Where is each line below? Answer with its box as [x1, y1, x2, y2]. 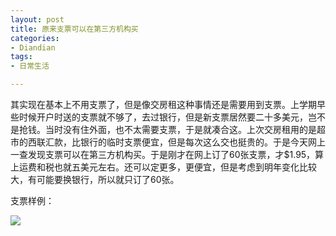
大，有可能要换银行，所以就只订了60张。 [10, 174, 180, 185]
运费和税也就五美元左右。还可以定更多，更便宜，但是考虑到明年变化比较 [18, 161, 317, 173]
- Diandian [10, 42, 56, 53]
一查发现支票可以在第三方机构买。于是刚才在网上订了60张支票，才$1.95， [10, 149, 316, 160]
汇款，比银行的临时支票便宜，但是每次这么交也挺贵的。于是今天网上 [44, 136, 326, 148]
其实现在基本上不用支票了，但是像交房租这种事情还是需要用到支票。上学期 [10, 99, 317, 110]
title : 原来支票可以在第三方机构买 [10, 24, 139, 34]
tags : [10, 52, 33, 62]
